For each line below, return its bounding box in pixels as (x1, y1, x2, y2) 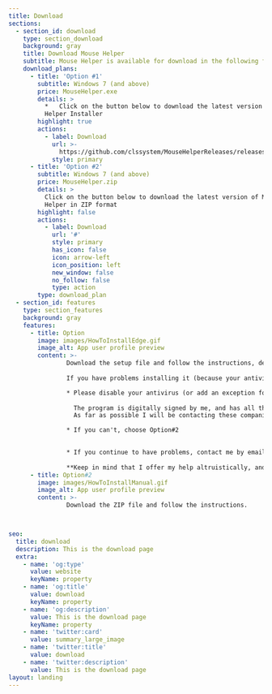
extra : (15, 553, 38, 561)
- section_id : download (15, 27, 96, 35)
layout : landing (8, 673, 63, 682)
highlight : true (37, 118, 92, 126)
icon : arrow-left (51, 253, 111, 261)
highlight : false (37, 208, 96, 216)
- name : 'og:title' (23, 583, 89, 591)
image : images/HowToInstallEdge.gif (37, 336, 161, 345)
